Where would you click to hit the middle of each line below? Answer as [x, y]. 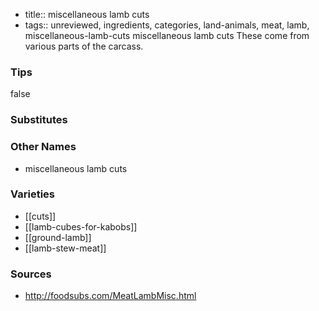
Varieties [32, 194]
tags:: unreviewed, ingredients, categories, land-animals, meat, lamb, [167, 25]
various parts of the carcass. [84, 46]
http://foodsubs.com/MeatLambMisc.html [110, 296]
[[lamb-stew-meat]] [65, 248]
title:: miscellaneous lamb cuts [87, 14]
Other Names [43, 147]
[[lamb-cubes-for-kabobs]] [81, 226]
